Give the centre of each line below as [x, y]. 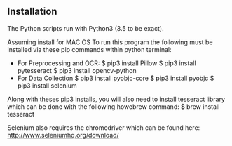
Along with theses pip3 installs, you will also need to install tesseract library [116, 99]
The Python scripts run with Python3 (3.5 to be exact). [86, 28]
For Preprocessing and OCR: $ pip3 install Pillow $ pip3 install [107, 63]
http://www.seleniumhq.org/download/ [63, 135]
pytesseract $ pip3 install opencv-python [77, 70]
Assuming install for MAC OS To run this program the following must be [110, 42]
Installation [32, 12]
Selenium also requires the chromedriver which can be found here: [104, 127]
